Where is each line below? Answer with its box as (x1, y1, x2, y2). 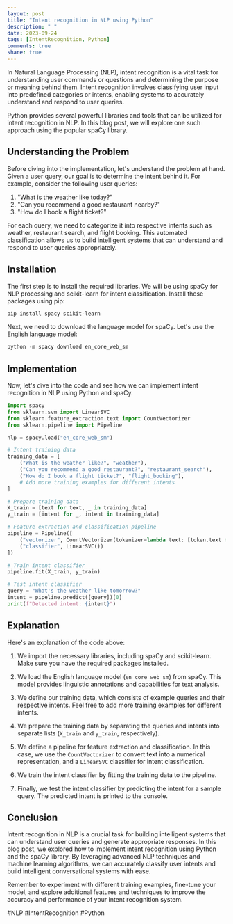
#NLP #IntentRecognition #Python (7, 909, 105, 917)
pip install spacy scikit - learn (7, 310, 101, 317)
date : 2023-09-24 (7, 29, 58, 37)
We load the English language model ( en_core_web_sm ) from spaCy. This (17, 672, 222, 680)
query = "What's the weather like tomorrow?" (7, 587, 141, 595)
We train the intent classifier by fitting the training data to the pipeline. (17, 770, 217, 779)
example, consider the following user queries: (7, 179, 138, 188)
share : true (7, 49, 42, 56)
